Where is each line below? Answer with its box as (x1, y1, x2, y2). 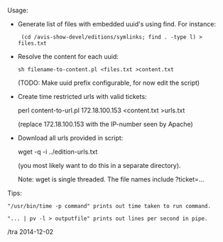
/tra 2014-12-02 (7, 228, 54, 236)
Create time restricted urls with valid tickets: (17, 93, 147, 100)
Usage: (7, 6, 28, 14)
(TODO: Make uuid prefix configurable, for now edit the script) (17, 78, 200, 87)
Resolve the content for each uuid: (17, 53, 119, 60)
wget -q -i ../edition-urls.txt (17, 147, 98, 156)
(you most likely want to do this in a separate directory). (17, 162, 181, 169)
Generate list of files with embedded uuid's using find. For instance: (17, 20, 217, 28)
